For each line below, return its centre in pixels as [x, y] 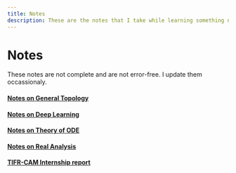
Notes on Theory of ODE [43, 130]
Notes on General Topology [48, 98]
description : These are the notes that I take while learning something [116, 20]
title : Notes [26, 14]
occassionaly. [27, 82]
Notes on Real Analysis [42, 146]
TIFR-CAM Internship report [49, 162]
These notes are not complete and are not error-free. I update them [105, 75]
